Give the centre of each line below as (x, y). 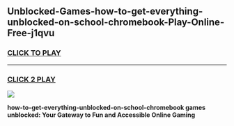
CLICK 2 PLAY (31, 79)
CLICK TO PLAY (34, 53)
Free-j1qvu (31, 33)
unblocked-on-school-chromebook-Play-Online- (116, 23)
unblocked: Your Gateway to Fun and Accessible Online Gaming (101, 115)
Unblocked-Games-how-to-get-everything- (105, 11)
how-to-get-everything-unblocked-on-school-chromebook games (107, 107)
